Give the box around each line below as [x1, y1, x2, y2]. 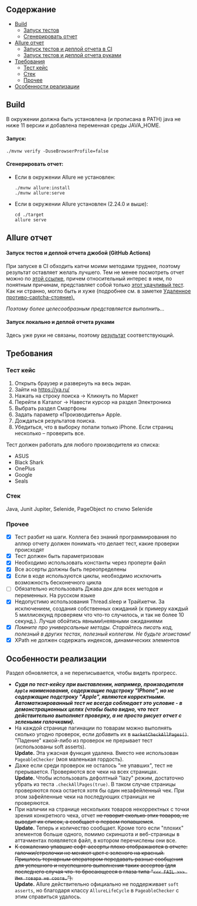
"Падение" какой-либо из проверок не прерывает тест [14, 737, 153, 744]
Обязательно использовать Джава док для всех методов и [14, 585, 163, 593]
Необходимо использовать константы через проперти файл [14, 559, 166, 566]
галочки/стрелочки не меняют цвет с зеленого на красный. [14, 850, 165, 857]
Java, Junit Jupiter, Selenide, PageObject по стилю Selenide [6, 505, 153, 512]
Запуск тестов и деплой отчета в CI [23, 45, 113, 52]
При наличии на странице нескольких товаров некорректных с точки [14, 805, 189, 813]
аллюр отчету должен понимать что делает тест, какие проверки [14, 540, 179, 547]
